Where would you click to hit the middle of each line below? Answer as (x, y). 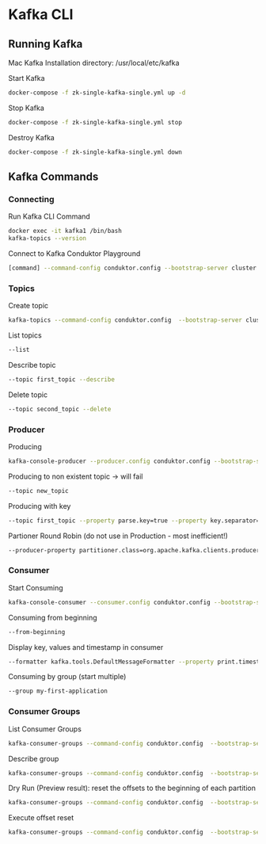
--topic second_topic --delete (60, 409)
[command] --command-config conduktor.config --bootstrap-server (118, 268)
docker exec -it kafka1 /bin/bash (65, 231)
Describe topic (32, 365)
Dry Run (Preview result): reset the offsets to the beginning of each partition (132, 788)
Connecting (31, 199)
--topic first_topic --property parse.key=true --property (108, 521)
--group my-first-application (58, 691)
